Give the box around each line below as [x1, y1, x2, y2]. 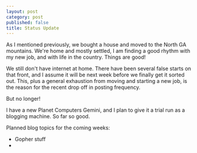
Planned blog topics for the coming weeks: [6, 124, 110, 131]
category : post [6, 14, 44, 20]
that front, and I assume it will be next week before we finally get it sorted [6, 71, 185, 78]
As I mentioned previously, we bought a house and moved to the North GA [6, 41, 187, 48]
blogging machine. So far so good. [6, 113, 90, 120]
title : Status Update [6, 25, 60, 31]
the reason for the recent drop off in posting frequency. [6, 84, 140, 91]
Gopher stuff [14, 136, 46, 143]
